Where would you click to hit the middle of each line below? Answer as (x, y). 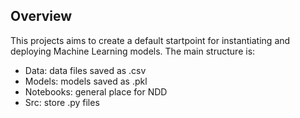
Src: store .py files (62, 102)
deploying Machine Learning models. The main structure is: (133, 51)
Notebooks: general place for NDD (96, 91)
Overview (41, 16)
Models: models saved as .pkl (86, 81)
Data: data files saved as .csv (85, 70)
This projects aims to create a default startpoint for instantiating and (150, 40)
